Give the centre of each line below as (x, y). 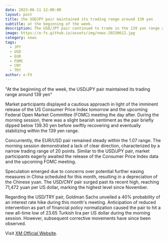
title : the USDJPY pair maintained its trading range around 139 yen (79, 19)
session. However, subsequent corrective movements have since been (78, 218)
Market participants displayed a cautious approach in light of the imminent (82, 104)
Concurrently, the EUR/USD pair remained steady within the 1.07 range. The (83, 140)
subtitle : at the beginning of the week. (49, 24)
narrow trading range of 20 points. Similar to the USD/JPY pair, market (77, 151)
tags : (11, 42)
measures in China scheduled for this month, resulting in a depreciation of (81, 176)
